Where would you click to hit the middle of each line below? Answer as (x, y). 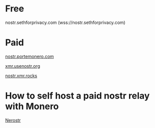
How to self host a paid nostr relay (77, 96)
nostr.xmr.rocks (21, 76)
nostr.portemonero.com (29, 56)
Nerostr (13, 120)
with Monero (32, 106)
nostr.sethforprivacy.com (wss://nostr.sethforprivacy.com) (65, 22)
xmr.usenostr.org (23, 66)
